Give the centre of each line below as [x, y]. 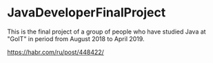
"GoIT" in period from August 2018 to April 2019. [76, 38]
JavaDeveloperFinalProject [87, 13]
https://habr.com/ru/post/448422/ [56, 52]
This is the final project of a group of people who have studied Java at [106, 32]
